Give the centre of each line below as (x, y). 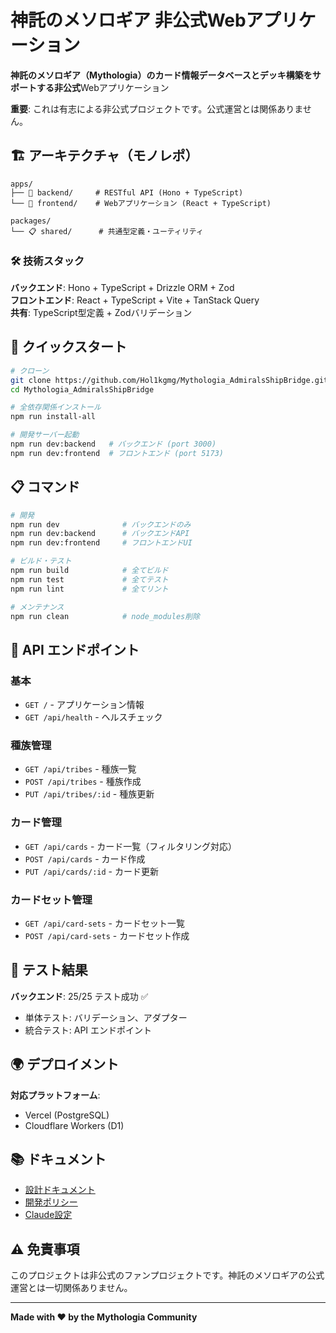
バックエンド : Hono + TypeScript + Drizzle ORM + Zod (122, 288)
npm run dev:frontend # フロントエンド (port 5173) (117, 453)
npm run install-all (53, 417)
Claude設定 (48, 1215)
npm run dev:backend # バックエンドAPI (100, 534)
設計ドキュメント (60, 1190)
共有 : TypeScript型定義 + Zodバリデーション (101, 313)
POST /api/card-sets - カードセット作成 (107, 935)
